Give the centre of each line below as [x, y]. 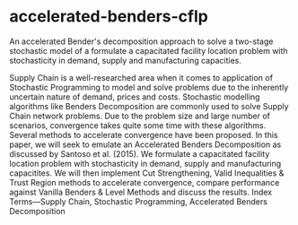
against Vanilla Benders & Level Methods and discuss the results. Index [140, 192]
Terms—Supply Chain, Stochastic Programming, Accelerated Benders [138, 201]
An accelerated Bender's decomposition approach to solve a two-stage [141, 41]
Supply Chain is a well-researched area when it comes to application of [141, 77]
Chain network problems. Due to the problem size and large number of [140, 116]
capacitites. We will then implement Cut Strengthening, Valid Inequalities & [147, 173]
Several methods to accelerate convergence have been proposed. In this [144, 134]
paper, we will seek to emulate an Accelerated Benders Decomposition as [145, 144]
